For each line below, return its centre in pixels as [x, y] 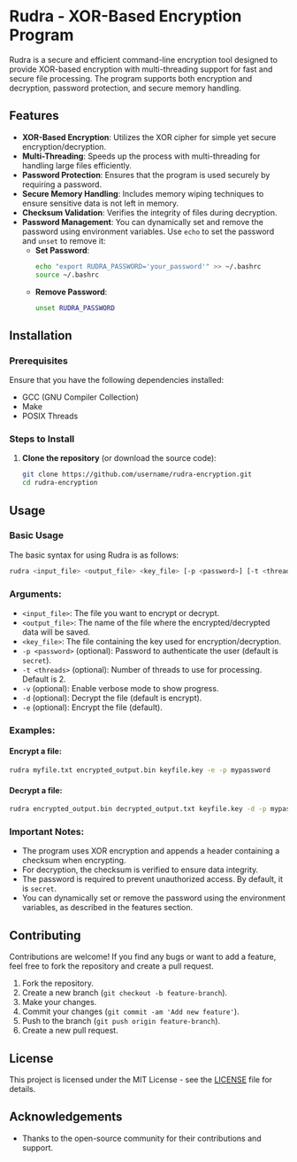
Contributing [45, 936]
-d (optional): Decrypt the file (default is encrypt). [112, 698]
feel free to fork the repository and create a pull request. [111, 966]
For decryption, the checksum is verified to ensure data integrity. [140, 870]
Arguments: [35, 594]
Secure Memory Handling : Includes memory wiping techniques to [143, 193]
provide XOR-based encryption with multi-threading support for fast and [141, 69]
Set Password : [62, 250]
